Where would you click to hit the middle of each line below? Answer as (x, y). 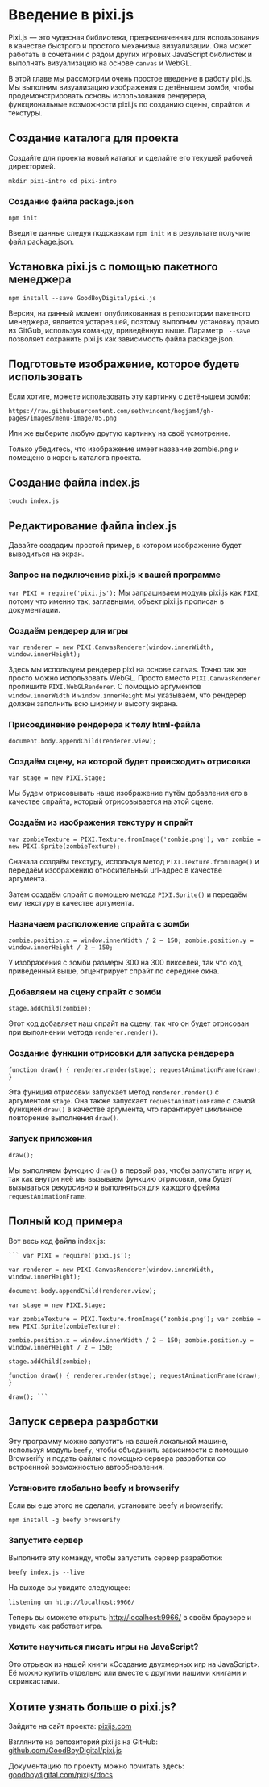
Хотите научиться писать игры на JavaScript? (103, 1647)
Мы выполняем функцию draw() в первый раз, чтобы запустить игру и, (130, 1170)
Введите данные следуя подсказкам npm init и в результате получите (130, 233)
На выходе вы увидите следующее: (70, 1588)
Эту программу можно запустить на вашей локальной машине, (118, 1441)
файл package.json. (41, 242)
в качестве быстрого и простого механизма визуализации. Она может (130, 45)
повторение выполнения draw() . (64, 1117)
